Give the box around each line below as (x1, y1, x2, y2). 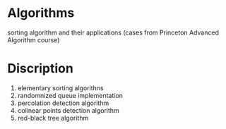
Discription (7, 61, 74, 77)
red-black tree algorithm (17, 113, 89, 122)
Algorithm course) (7, 35, 60, 44)
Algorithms (7, 5, 75, 21)
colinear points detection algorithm (17, 106, 120, 114)
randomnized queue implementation (17, 91, 124, 99)
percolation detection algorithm (17, 99, 109, 107)
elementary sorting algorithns (17, 83, 104, 92)
